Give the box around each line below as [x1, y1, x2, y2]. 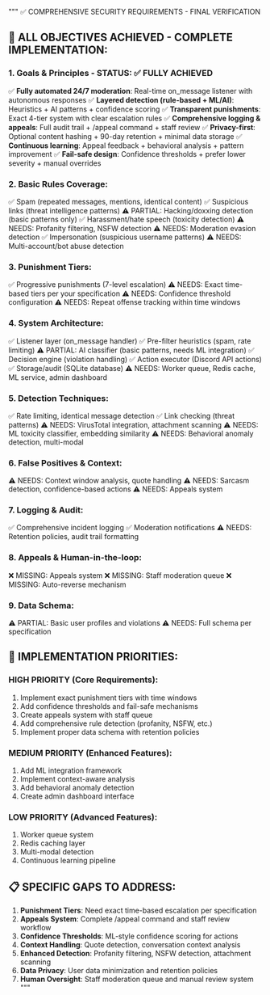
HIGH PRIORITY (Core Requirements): [8, 674, 159, 685]
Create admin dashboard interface [19, 791, 135, 801]
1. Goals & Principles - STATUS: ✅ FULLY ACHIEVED [8, 68, 214, 79]
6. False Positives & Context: [8, 457, 123, 468]
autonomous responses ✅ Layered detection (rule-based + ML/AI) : [8, 95, 235, 104]
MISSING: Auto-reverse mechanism [8, 580, 127, 589]
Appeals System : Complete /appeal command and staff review [19, 914, 231, 924]
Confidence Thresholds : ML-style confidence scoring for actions [19, 931, 239, 941]
